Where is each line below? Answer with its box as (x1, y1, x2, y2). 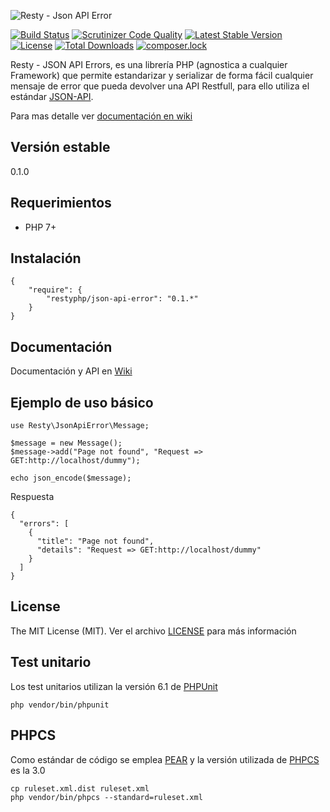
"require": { (28, 285, 83, 295)
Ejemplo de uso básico (10, 394, 154, 411)
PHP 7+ (24, 221, 57, 233)
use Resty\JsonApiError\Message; (10, 421, 150, 431)
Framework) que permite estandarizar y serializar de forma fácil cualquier (10, 70, 314, 81)
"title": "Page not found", (36, 536, 155, 547)
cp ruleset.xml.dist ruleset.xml (10, 783, 150, 794)
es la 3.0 (10, 764, 46, 776)
